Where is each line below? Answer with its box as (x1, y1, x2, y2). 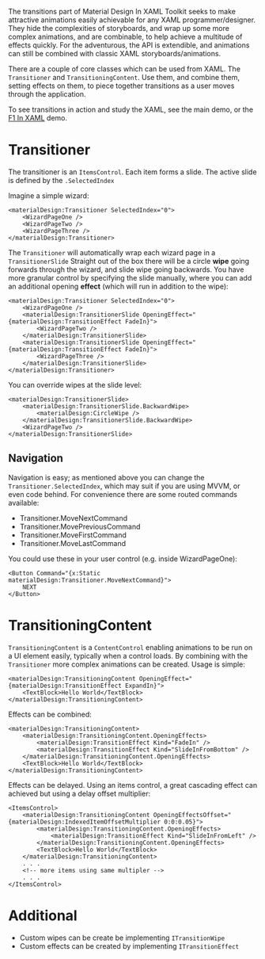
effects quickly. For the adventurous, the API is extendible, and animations (8, 40, 250, 50)
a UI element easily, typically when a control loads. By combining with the (8, 651, 248, 660)
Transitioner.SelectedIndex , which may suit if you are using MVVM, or (8, 481, 240, 491)
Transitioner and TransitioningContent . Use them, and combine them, (8, 73, 240, 82)
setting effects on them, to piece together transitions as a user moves (8, 81, 235, 90)
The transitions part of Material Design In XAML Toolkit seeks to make (8, 7, 236, 16)
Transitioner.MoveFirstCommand (19, 530, 127, 540)
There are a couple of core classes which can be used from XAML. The (8, 64, 241, 74)
